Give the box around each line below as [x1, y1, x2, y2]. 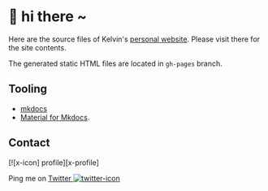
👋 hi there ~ [8, 7, 88, 26]
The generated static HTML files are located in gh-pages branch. [8, 59, 223, 68]
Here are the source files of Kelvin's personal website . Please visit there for [8, 34, 261, 44]
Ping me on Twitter [8, 173, 71, 183]
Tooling [8, 82, 47, 96]
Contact [8, 136, 50, 150]
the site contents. [8, 42, 67, 52]
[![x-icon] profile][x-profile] [8, 158, 100, 167]
